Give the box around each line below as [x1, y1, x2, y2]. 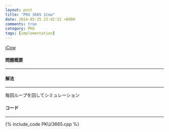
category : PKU [5, 26, 35, 31]
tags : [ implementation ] [5, 31, 55, 36]
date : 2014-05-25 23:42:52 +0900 [5, 17, 75, 22]
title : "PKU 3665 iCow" [5, 12, 55, 17]
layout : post [5, 7, 33, 13]
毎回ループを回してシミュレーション [5, 92, 80, 98]
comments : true [5, 21, 37, 27]
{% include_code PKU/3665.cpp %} [5, 121, 79, 127]
